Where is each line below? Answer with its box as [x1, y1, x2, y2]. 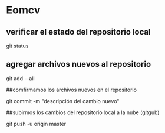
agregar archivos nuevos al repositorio [6, 59, 151, 69]
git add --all [6, 74, 35, 82]
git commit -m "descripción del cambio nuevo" [6, 97, 120, 104]
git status [6, 42, 29, 49]
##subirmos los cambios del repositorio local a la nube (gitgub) [6, 109, 160, 116]
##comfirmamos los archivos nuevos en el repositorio [6, 86, 137, 93]
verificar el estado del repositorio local [6, 27, 151, 37]
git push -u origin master [6, 120, 67, 127]
